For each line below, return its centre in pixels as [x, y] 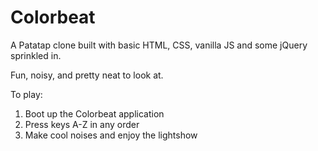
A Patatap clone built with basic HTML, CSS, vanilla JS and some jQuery [159, 45]
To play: [26, 94]
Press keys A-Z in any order [82, 124]
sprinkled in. [36, 55]
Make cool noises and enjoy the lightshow [111, 135]
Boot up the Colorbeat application [94, 113]
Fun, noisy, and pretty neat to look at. [87, 75]
